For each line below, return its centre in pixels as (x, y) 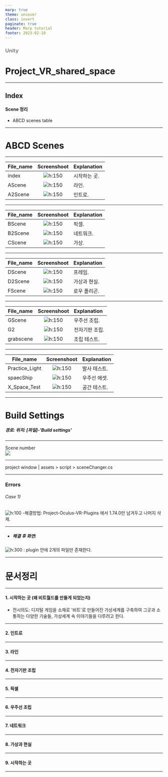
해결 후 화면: (24, 536)
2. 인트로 (14, 633)
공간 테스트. (95, 387)
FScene (17, 291)
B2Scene (18, 233)
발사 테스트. (95, 369)
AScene (17, 185)
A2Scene (18, 195)
